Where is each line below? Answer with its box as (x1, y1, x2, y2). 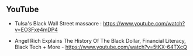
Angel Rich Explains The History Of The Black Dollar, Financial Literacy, (14, 37, 186, 44)
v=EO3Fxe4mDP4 (14, 26, 58, 33)
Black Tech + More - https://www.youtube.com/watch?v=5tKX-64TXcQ (14, 43, 187, 50)
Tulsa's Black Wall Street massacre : (14, 20, 102, 27)
